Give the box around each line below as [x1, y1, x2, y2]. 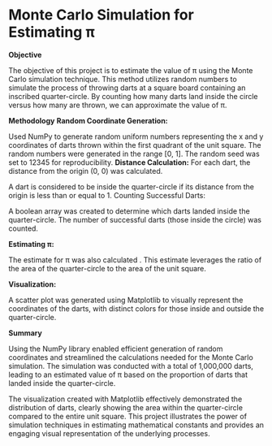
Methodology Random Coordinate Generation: [8, 115, 168, 125]
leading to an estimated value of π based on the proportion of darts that [8, 370, 248, 379]
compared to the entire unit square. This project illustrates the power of [8, 411, 248, 421]
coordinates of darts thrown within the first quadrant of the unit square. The [8, 140, 261, 149]
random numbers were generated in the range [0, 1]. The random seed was [8, 149, 260, 158]
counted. [8, 223, 39, 233]
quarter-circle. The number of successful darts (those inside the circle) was [8, 214, 262, 224]
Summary [8, 327, 42, 338]
